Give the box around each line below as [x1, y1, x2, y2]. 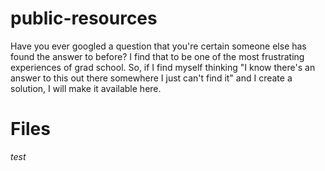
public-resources [10, 7, 158, 30]
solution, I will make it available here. [10, 82, 162, 94]
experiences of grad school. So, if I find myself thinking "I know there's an [10, 61, 316, 73]
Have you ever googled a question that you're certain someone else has [10, 40, 307, 52]
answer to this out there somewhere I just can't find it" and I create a [10, 72, 293, 84]
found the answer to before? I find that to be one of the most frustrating [10, 50, 305, 62]
